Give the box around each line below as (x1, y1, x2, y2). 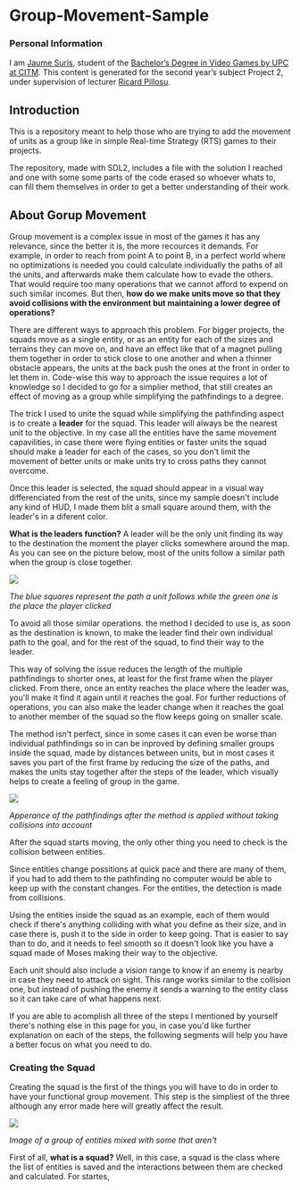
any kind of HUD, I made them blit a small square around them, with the (9, 502, 271, 512)
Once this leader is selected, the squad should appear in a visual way (9, 483, 264, 494)
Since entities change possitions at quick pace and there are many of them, (9, 864, 287, 874)
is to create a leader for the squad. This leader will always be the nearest (9, 418, 279, 429)
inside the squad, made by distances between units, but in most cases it (9, 747, 275, 758)
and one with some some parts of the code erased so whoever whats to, (9, 172, 277, 183)
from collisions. (9, 892, 66, 903)
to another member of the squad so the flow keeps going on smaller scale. (9, 712, 284, 722)
